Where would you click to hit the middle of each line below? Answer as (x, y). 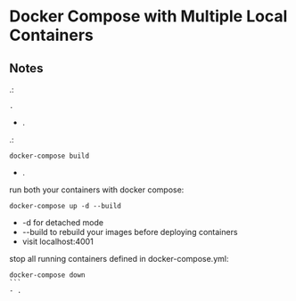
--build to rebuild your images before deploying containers (130, 232)
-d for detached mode (63, 223)
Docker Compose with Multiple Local (148, 16)
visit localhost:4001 (58, 241)
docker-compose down (48, 275)
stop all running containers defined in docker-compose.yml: (119, 259)
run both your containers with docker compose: (97, 190)
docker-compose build (49, 156)
